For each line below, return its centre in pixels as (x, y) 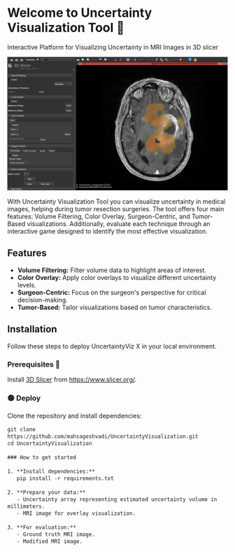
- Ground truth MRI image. (56, 535)
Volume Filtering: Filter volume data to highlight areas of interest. (112, 270)
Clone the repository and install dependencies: (74, 416)
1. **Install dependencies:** (51, 472)
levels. (27, 285)
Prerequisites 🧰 (34, 364)
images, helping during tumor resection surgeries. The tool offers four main (116, 209)
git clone (22, 430)
